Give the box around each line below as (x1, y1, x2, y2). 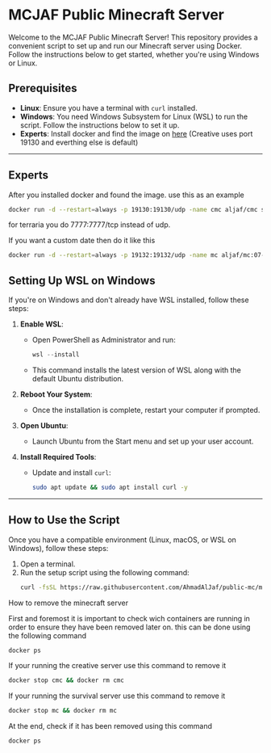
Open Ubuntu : (19, 421, 69, 430)
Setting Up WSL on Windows (8, 273, 156, 288)
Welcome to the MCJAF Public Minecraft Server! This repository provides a (8, 32, 258, 42)
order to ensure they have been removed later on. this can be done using (8, 622, 251, 632)
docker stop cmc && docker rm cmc (8, 676, 125, 684)
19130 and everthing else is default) (19, 137, 139, 147)
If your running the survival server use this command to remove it (8, 691, 226, 700)
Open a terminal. (19, 559, 76, 569)
